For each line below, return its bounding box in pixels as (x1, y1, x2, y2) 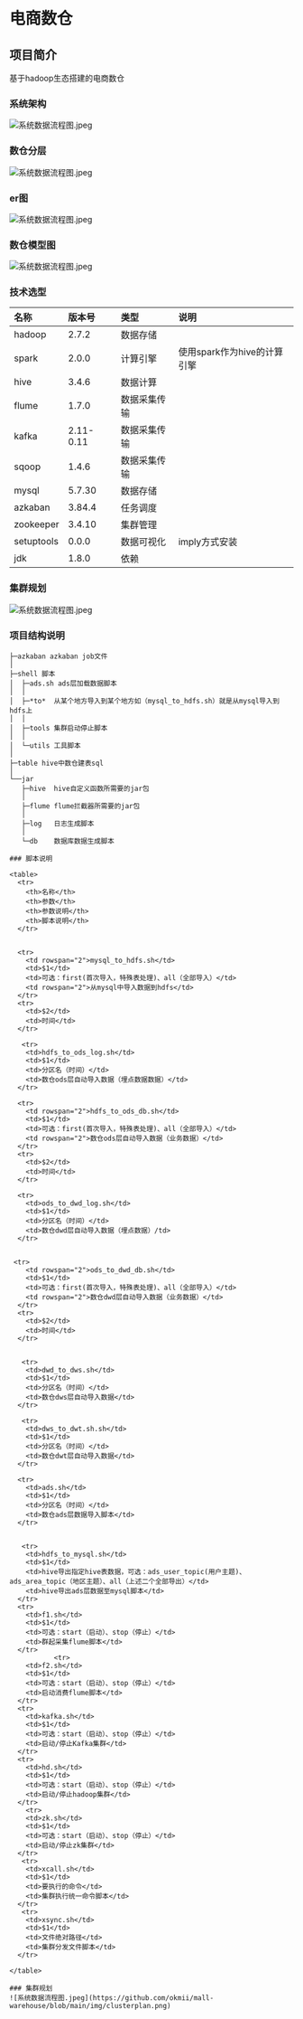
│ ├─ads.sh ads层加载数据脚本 (9, 679, 117, 688)
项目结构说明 (9, 629, 66, 642)
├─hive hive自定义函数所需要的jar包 (21, 784, 150, 794)
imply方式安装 (178, 535, 238, 548)
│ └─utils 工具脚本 (9, 741, 81, 750)
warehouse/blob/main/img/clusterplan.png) (9, 2002, 171, 2011)
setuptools (14, 535, 59, 548)
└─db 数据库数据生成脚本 (21, 837, 115, 846)
